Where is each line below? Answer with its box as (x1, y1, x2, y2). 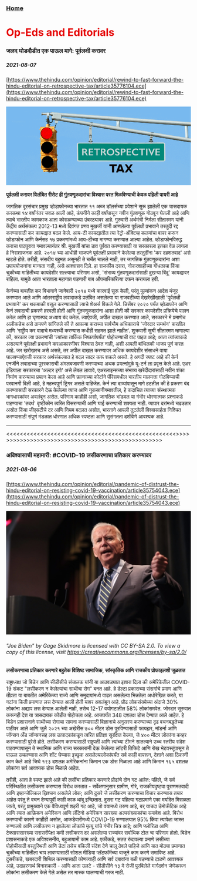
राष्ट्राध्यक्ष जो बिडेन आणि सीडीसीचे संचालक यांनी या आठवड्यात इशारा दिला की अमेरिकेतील (6, 678, 170, 685)
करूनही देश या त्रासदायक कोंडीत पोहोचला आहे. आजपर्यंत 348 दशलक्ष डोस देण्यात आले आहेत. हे (6, 711, 185, 718)
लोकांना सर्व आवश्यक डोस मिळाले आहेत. (6, 764, 80, 771)
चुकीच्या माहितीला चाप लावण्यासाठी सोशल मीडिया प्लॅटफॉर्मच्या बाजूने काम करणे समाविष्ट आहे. (6, 849, 176, 856)
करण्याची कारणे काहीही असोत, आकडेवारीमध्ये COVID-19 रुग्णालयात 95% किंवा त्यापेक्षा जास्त (6, 816, 185, 823)
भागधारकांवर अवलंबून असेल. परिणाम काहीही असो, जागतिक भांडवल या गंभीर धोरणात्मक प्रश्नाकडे (6, 393, 184, 400)
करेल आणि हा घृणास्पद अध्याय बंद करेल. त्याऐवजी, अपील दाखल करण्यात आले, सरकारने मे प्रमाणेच (6, 314, 186, 321)
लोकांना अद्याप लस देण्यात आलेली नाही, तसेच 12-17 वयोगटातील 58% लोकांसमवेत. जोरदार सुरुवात (6, 705, 191, 712)
